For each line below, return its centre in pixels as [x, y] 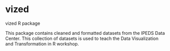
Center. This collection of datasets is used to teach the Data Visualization [82, 38]
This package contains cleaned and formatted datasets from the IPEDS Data [85, 33]
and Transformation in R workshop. [42, 43]
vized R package [23, 23]
